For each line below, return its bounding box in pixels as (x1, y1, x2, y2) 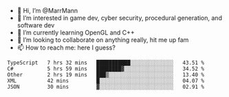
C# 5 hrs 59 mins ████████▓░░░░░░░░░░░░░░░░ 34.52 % (7, 65, 205, 72)
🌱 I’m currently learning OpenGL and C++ (17, 28, 135, 36)
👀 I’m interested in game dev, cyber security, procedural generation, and (17, 14, 222, 22)
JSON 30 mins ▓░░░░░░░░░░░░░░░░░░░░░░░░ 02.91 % (7, 83, 205, 90)
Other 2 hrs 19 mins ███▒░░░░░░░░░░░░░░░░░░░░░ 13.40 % (7, 72, 205, 78)
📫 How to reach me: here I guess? (17, 43, 116, 52)
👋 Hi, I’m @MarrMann (17, 7, 78, 14)
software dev (17, 21, 55, 29)
